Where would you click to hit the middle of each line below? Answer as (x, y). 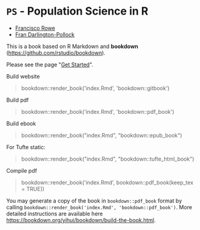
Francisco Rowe (35, 28)
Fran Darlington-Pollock (45, 34)
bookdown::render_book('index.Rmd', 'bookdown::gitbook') (95, 88)
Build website (23, 76)
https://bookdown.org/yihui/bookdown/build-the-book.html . (81, 220)
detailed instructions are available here (55, 214)
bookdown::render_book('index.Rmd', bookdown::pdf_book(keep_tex (107, 182)
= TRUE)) (33, 189)
